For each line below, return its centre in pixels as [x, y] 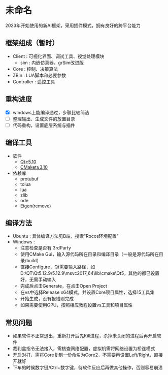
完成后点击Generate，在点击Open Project [64, 286]
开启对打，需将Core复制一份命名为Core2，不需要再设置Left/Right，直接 [88, 355]
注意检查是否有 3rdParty [45, 248]
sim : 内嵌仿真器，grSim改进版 [52, 63]
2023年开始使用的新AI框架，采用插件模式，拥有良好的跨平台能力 [73, 25]
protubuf [29, 179]
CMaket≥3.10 [34, 167]
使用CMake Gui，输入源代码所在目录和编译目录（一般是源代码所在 [89, 254]
